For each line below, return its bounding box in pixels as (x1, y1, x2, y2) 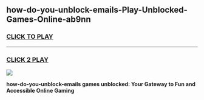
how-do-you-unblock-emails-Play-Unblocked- (6, 5, 188, 15)
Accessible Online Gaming (6, 87, 75, 94)
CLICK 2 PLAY (6, 55, 49, 64)
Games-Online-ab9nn (6, 15, 91, 25)
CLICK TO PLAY (6, 33, 53, 41)
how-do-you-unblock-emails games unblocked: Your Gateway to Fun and (6, 80, 196, 87)
